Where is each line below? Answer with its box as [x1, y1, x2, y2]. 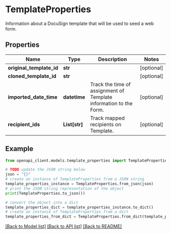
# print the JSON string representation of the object [5, 186, 124, 191]
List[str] [63, 121, 83, 128]
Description [98, 55, 127, 63]
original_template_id [8, 64, 59, 71]
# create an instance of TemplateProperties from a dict [5, 210, 129, 215]
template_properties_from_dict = [5, 214, 76, 219]
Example [5, 144, 34, 153]
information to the [90, 100, 133, 107]
